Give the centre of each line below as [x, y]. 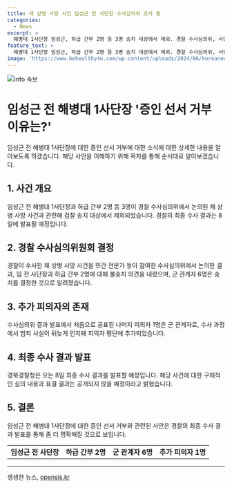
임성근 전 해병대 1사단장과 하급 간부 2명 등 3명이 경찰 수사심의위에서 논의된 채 [112, 206]
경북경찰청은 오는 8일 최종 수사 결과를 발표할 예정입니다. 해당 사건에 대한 [105, 375]
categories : [24, 20]
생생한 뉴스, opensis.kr [39, 477]
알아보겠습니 [202, 156]
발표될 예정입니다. [44, 224]
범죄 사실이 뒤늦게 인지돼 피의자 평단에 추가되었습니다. [93, 333]
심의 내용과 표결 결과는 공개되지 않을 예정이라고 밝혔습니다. [94, 384]
